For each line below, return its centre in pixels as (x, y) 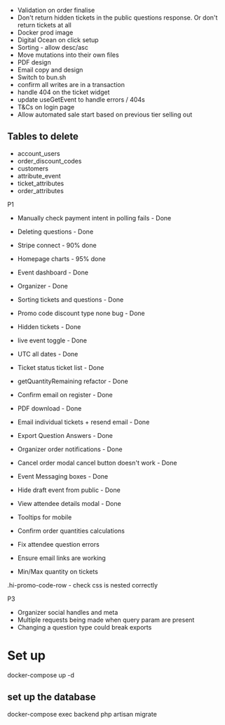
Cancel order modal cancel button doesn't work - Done (97, 463)
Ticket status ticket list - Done (61, 367)
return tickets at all (44, 25)
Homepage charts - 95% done (62, 258)
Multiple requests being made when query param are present (106, 620)
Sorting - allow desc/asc (53, 47)
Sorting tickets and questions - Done (70, 299)
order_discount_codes (49, 161)
